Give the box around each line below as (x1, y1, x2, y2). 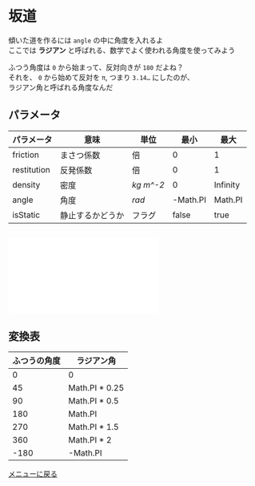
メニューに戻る (8, 468, 58, 478)
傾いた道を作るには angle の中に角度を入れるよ (8, 35, 164, 45)
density (12, 179, 41, 190)
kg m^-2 (131, 179, 165, 190)
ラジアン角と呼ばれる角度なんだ (8, 82, 114, 92)
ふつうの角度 (12, 354, 62, 366)
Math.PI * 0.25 (68, 382, 125, 393)
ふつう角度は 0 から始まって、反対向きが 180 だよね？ (8, 62, 184, 72)
